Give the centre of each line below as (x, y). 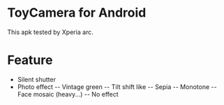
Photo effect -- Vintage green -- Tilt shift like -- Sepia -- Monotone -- (117, 87)
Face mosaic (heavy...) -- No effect (68, 94)
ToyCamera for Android (77, 13)
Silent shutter (36, 79)
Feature (30, 60)
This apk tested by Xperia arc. (51, 32)
